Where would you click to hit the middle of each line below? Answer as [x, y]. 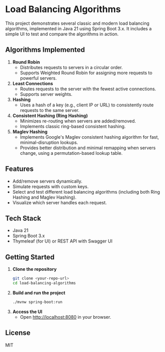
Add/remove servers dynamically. [47, 181]
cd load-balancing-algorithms [44, 283]
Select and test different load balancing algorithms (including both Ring [86, 192]
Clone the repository [34, 269]
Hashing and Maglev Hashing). [45, 197]
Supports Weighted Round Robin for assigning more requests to [86, 73]
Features [19, 169]
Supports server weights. [46, 94]
